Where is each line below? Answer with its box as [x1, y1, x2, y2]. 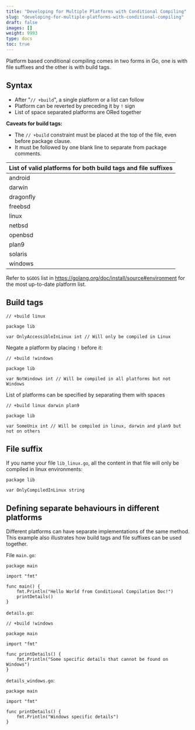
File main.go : [6, 552, 36, 559]
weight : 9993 [6, 30, 38, 36]
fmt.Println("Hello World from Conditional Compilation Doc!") [16, 589, 174, 595]
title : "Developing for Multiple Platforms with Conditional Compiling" [6, 8, 187, 15]
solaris [9, 250, 27, 258]
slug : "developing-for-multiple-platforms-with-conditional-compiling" [6, 14, 184, 20]
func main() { [6, 584, 41, 589]
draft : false [6, 19, 38, 25]
